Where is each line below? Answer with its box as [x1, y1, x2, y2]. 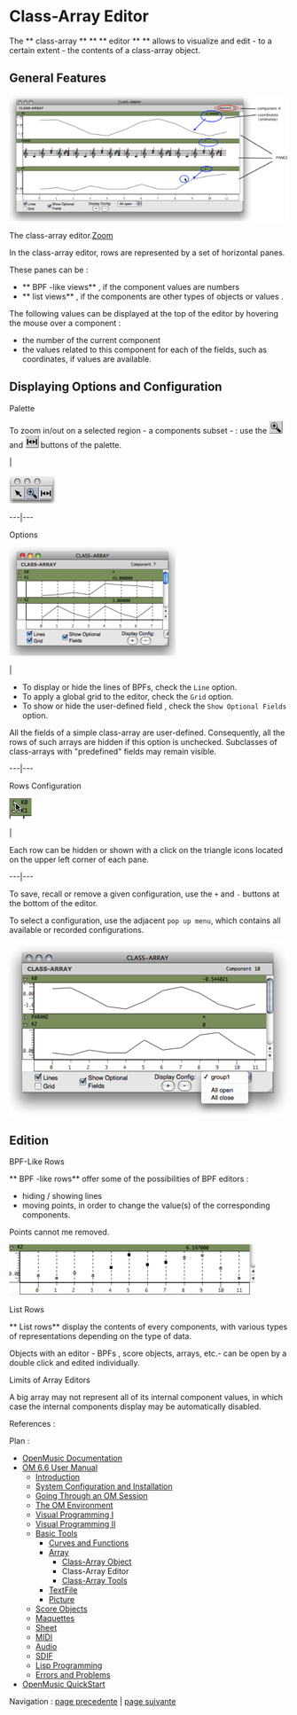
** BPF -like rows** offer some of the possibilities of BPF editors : [9, 1173, 249, 1185]
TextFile [48, 1585, 78, 1595]
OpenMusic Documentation [21, 1453, 122, 1464]
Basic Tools [35, 1528, 78, 1539]
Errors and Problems [35, 1670, 111, 1680]
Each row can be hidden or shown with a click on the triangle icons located [9, 844, 284, 855]
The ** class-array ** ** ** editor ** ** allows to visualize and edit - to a [9, 35, 272, 46]
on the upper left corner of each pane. [9, 854, 149, 865]
